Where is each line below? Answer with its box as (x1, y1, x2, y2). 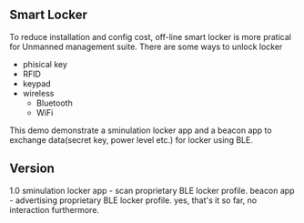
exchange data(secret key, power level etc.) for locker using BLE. (9, 134, 253, 145)
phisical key (22, 58, 68, 69)
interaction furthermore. (9, 204, 100, 215)
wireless (22, 87, 55, 98)
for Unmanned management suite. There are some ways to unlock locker (9, 41, 283, 52)
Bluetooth (35, 97, 73, 108)
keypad (22, 77, 52, 89)
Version (9, 161, 55, 177)
